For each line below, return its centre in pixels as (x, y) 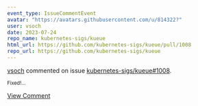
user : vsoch (24, 26)
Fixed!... (16, 83)
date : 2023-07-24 (32, 32)
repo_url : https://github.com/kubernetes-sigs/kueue (84, 52)
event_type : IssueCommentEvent (52, 13)
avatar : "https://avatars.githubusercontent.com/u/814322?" (95, 20)
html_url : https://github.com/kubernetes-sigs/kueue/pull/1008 (99, 45)
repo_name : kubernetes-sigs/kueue (57, 39)
